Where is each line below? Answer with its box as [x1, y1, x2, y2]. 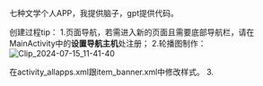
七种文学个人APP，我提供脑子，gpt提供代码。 [9, 8, 180, 18]
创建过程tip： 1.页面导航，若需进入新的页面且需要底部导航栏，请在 [9, 27, 255, 38]
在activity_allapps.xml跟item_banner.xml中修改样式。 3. [9, 66, 214, 77]
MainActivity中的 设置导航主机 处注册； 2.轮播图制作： [9, 39, 206, 48]
